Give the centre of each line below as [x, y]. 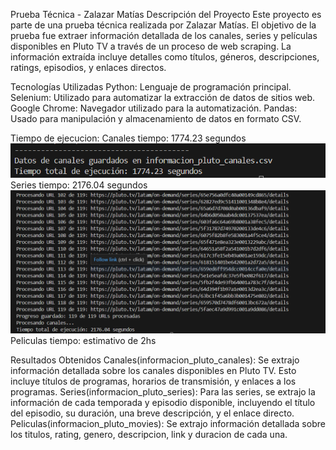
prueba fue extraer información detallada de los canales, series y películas [164, 35]
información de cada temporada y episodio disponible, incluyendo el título [163, 402]
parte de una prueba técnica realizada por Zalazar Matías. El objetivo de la [163, 25]
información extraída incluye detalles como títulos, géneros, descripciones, [165, 57]
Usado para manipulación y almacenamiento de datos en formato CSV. [156, 118]
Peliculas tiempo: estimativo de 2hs [83, 340]
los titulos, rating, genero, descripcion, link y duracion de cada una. [149, 434]
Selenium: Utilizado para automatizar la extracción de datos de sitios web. [163, 97]
